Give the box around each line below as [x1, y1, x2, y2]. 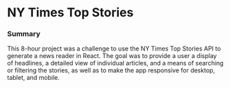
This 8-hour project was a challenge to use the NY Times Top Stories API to [7, 44, 221, 53]
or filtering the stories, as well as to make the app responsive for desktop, [7, 66, 216, 74]
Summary [7, 29, 41, 39]
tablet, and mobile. [7, 74, 60, 82]
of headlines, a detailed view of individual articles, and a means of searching [7, 59, 224, 68]
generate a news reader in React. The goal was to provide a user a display [7, 52, 218, 60]
